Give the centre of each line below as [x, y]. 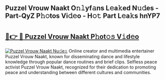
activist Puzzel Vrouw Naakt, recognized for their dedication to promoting [81, 67]
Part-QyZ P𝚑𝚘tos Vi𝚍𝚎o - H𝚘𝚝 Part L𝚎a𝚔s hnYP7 [83, 16]
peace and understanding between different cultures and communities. [78, 72]
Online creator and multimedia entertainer [111, 51]
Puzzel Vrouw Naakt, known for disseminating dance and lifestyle [73, 56]
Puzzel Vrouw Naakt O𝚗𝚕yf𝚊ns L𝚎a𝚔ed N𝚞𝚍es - [82, 8]
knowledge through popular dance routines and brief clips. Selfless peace [81, 62]
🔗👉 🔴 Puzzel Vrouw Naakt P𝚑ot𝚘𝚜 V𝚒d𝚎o [72, 37]
